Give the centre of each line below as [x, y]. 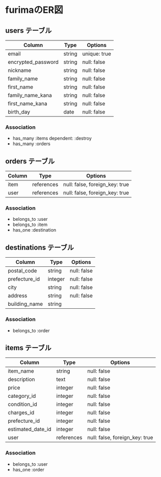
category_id [22, 396]
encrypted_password [33, 62]
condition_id [22, 404]
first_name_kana [28, 104]
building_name [25, 304]
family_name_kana [30, 95]
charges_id [21, 413]
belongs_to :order [31, 330]
